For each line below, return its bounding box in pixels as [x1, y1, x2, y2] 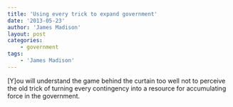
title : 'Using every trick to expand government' [7, 10, 158, 18]
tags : [7, 51, 24, 58]
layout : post [7, 30, 46, 38]
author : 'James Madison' [7, 24, 81, 31]
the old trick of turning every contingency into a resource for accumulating [7, 83, 227, 93]
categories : [7, 37, 43, 44]
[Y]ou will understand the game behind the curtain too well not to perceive [7, 76, 226, 85]
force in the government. [7, 91, 81, 100]
